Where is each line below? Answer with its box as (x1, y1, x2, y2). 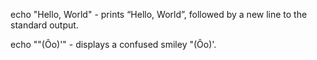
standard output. (10, 19, 79, 31)
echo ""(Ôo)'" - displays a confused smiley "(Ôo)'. (10, 39, 217, 50)
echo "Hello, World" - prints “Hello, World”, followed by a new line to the (10, 9, 308, 20)
